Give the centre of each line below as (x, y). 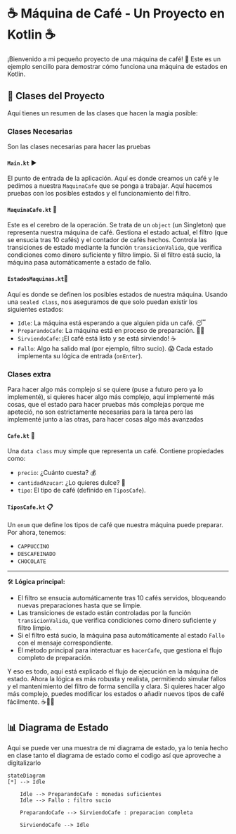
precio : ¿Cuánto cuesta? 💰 (57, 473)
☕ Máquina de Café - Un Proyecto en (116, 14)
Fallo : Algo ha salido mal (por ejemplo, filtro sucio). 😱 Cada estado (115, 348)
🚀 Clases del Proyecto (56, 96)
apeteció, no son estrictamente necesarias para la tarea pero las (100, 412)
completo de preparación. (55, 658)
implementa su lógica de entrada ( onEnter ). (80, 355)
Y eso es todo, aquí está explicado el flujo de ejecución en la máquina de (113, 671)
